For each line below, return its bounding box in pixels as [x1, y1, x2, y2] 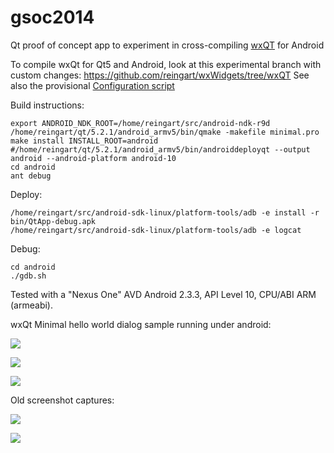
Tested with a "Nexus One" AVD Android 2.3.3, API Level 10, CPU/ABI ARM [10, 288, 317, 300]
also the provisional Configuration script [10, 79, 175, 91]
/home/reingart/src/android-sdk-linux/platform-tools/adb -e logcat [10, 225, 302, 235]
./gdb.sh [10, 271, 47, 281]
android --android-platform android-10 [10, 153, 177, 163]
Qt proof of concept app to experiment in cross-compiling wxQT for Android [10, 39, 325, 51]
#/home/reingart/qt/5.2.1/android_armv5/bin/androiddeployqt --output [10, 144, 311, 155]
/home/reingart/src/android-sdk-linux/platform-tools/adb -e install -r [10, 207, 320, 218]
